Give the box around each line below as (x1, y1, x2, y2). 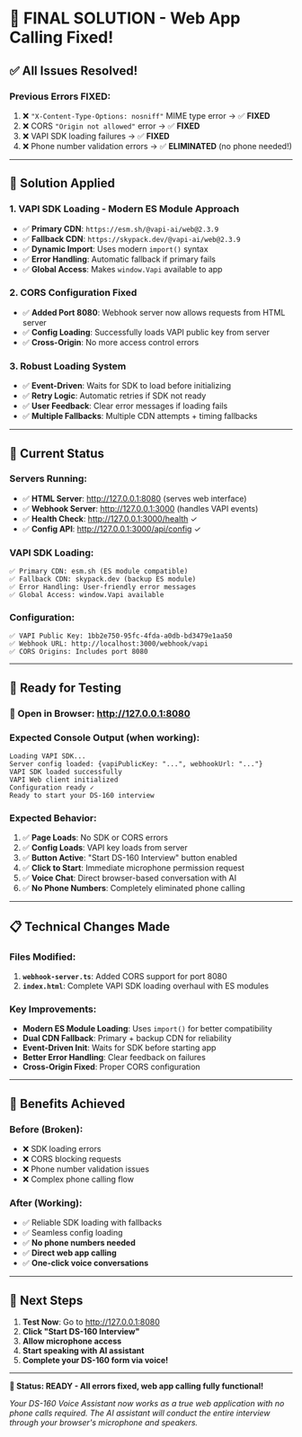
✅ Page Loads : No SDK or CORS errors (22, 832, 169, 843)
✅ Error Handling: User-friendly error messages (9, 583, 197, 592)
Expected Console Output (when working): (9, 731, 200, 744)
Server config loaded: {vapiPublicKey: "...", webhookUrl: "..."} (9, 760, 263, 769)
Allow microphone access (22, 1335, 122, 1347)
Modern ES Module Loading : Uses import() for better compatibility (22, 1023, 272, 1034)
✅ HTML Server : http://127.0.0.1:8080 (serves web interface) (22, 493, 247, 504)
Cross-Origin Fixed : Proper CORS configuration (22, 1061, 200, 1073)
